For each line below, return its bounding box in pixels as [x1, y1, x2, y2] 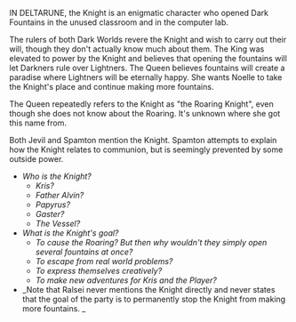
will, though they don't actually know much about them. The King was [9, 44, 265, 54]
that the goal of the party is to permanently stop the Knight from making [21, 294, 286, 304]
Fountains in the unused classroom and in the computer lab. [9, 17, 229, 28]
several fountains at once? [35, 246, 133, 257]
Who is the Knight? [21, 171, 92, 181]
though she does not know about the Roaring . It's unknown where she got [9, 109, 281, 118]
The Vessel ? [35, 218, 81, 229]
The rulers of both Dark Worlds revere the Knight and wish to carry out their [9, 35, 287, 44]
